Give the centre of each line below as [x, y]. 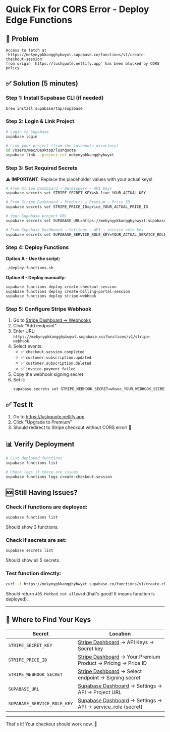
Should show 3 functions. [32, 527]
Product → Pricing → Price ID [112, 663]
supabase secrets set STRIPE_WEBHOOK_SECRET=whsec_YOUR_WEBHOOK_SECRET [90, 389]
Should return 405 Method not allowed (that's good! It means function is [80, 593]
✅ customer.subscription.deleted [56, 363]
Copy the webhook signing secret [48, 374]
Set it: [19, 379]
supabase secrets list [30, 551]
